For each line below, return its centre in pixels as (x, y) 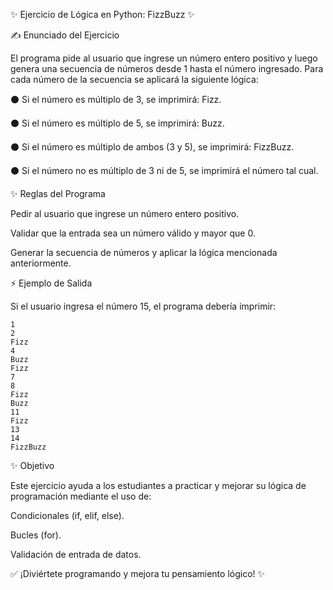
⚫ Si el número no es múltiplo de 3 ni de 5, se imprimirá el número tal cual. (164, 170)
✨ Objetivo (32, 465)
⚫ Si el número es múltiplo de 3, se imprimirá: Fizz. (116, 99)
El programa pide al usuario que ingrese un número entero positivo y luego (164, 58)
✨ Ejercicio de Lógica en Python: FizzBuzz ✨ (102, 14)
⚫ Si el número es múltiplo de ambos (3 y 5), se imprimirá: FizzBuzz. (152, 147)
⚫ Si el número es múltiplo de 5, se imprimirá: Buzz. (117, 123)
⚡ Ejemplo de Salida (51, 283)
